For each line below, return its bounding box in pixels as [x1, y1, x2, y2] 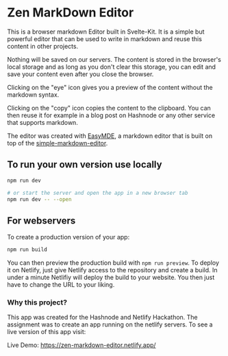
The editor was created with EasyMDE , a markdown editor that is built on [7, 132, 213, 140]
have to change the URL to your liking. [7, 281, 115, 289]
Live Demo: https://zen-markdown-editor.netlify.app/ [7, 341, 156, 349]
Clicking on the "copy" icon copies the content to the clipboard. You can [7, 104, 211, 112]
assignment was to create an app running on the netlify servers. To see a [7, 320, 214, 329]
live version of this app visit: [7, 328, 86, 336]
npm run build [7, 246, 48, 253]
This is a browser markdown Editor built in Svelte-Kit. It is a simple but [7, 27, 205, 36]
